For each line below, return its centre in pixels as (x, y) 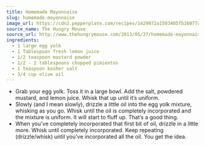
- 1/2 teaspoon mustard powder (52, 57)
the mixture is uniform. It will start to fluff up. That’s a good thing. (97, 117)
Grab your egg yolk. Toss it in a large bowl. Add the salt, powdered (99, 91)
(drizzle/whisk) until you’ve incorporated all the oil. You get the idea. (101, 137)
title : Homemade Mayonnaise (42, 12)
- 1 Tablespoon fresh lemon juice (56, 52)
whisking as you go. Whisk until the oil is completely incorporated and (103, 111)
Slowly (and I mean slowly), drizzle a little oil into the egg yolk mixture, (103, 105)
